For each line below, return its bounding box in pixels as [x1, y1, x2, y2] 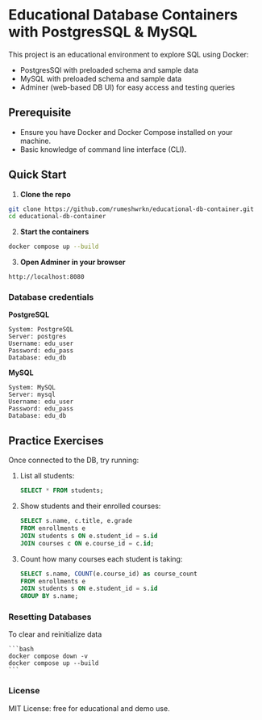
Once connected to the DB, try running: [8, 455, 139, 465]
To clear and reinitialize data [8, 629, 102, 639]
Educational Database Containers [8, 6, 239, 24]
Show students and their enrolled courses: [19, 501, 161, 511]
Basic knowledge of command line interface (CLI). [19, 144, 187, 154]
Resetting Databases [8, 612, 92, 623]
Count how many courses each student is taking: [19, 554, 183, 563]
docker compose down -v [8, 652, 89, 660]
